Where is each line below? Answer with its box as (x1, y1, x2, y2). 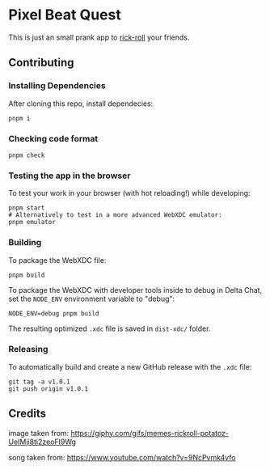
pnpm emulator (8, 218, 57, 227)
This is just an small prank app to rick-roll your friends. (8, 32, 190, 42)
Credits (8, 407, 47, 421)
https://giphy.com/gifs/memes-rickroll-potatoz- (70, 428, 229, 438)
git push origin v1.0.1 (8, 384, 89, 393)
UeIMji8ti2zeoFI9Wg (8, 437, 77, 447)
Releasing (8, 344, 49, 355)
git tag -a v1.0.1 (8, 378, 70, 386)
